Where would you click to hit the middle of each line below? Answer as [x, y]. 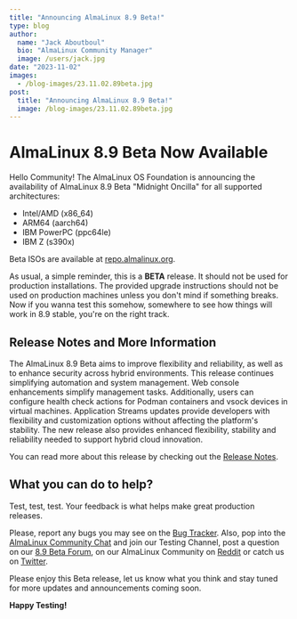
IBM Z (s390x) [48, 242]
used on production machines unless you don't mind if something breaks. [144, 296]
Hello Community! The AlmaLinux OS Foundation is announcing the [132, 177]
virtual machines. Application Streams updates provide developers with [140, 411]
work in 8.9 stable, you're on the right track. [89, 314]
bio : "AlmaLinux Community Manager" [85, 51]
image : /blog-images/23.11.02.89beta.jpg [95, 109]
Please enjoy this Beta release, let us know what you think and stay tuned [144, 578]
